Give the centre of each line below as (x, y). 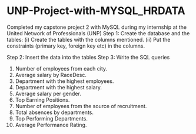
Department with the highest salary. (59, 87)
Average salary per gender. (48, 93)
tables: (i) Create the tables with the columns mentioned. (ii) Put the (89, 39)
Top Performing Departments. (51, 118)
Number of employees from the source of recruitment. (81, 106)
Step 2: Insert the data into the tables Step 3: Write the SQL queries (88, 57)
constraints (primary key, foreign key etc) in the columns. (76, 46)
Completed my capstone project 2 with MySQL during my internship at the (97, 27)
